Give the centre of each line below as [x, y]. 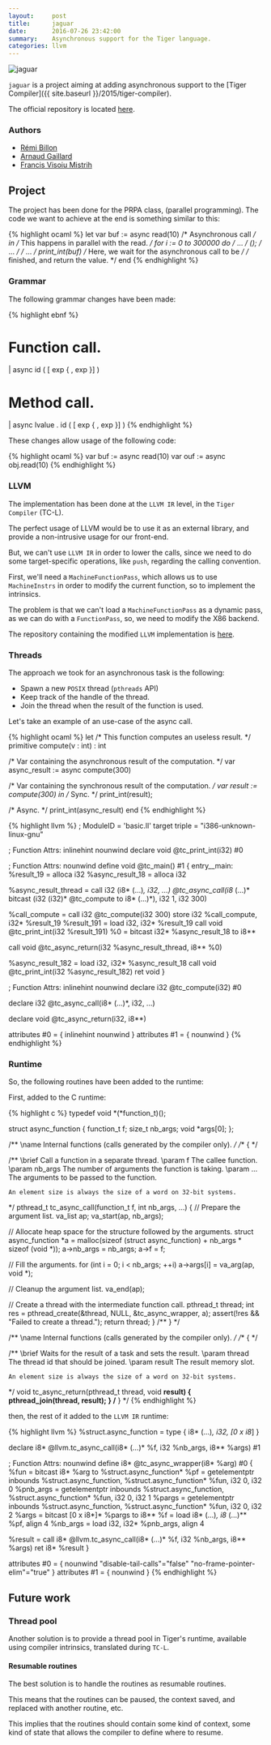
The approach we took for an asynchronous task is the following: [116, 673]
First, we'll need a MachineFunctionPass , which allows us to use [113, 577]
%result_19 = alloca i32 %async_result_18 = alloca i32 [97, 874]
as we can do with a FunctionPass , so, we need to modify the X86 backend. [134, 618]
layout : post [38, 16]
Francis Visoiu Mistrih [56, 165]
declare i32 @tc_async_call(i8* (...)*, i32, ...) [82, 1003]
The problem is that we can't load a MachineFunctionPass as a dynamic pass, [135, 610]
